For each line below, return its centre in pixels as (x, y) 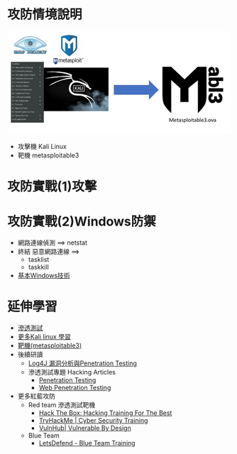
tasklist (39, 260)
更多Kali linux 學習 (44, 337)
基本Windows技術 (44, 276)
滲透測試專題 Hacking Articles (72, 372)
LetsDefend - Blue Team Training (87, 443)
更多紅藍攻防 (36, 396)
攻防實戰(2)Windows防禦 (82, 222)
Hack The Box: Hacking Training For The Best (105, 413)
